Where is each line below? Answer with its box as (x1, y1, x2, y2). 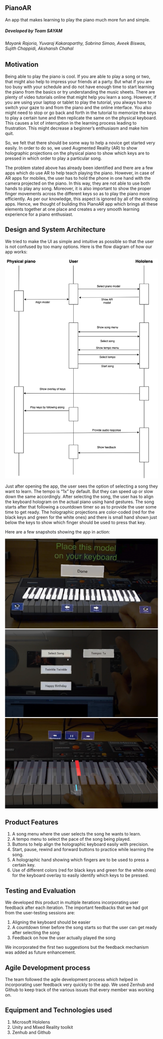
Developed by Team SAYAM (5, 28, 63, 34)
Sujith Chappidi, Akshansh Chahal (5, 45, 74, 51)
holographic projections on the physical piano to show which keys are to (5, 150, 150, 156)
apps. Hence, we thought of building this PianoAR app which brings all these (5, 201, 158, 207)
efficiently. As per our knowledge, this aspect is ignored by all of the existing (5, 196, 158, 202)
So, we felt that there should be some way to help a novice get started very (5, 140, 155, 146)
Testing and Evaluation (5, 887, 76, 895)
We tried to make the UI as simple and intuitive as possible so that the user (5, 238, 154, 244)
